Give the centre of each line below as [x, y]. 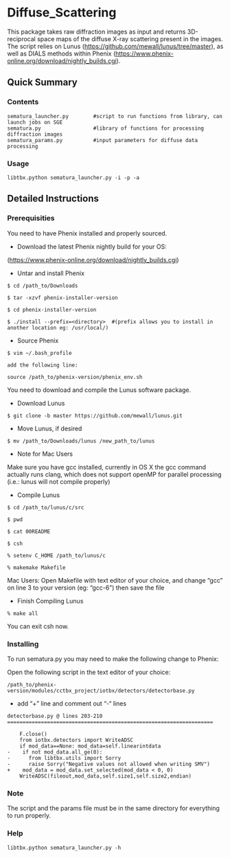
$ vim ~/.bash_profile [39, 353]
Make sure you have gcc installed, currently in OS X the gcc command [107, 467]
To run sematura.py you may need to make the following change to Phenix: [113, 659]
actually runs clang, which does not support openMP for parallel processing [114, 474]
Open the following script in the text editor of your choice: [89, 672]
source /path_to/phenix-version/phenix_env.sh [75, 377]
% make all [23, 613]
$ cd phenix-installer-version [52, 310]
